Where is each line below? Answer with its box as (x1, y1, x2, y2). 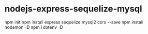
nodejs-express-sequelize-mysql (4, 3, 142, 14)
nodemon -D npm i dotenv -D (4, 24, 63, 30)
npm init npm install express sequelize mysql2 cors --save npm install (4, 19, 144, 25)
